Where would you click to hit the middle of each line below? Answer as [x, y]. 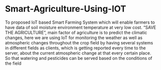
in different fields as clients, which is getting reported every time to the [75, 48]
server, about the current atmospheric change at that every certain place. [78, 53]
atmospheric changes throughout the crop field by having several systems [79, 42]
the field [13, 63]
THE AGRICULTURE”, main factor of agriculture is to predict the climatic [76, 32]
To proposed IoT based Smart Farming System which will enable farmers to [80, 22]
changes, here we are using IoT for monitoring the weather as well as [74, 38]
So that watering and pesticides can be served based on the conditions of [79, 58]
